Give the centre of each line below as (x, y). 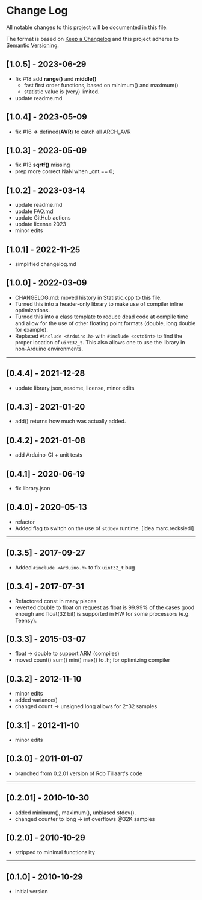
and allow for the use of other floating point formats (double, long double (105, 323)
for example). (31, 329)
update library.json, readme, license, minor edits (75, 388)
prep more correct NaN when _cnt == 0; (65, 171)
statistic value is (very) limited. (62, 92)
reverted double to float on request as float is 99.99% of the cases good (105, 607)
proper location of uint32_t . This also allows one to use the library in (100, 342)
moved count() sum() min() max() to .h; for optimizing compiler (92, 660)
